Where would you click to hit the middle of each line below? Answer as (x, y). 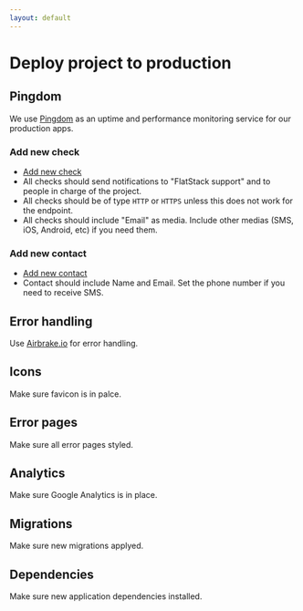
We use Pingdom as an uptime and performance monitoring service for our (151, 119)
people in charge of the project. (82, 191)
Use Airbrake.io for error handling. (74, 344)
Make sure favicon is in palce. (65, 394)
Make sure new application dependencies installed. (106, 596)
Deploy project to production (120, 62)
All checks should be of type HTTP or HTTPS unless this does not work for (158, 201)
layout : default (40, 18)
